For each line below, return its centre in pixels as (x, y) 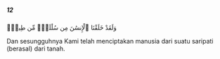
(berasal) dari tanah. (36, 48)
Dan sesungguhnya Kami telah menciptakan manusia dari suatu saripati (110, 41)
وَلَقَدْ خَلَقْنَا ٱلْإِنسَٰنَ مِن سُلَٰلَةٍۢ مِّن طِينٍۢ (62, 27)
